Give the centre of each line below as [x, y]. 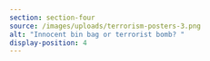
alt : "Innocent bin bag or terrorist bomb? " [97, 34]
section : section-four [52, 17]
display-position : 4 [49, 43]
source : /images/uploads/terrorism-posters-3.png [105, 26]
